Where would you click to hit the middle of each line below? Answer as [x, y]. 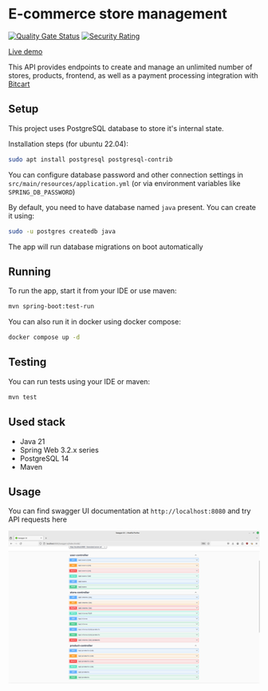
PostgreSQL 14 [44, 458]
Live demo [26, 51]
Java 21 [32, 441]
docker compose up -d [44, 338]
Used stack [37, 422]
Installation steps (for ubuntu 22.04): [69, 144]
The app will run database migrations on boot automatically [106, 246]
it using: [21, 216]
